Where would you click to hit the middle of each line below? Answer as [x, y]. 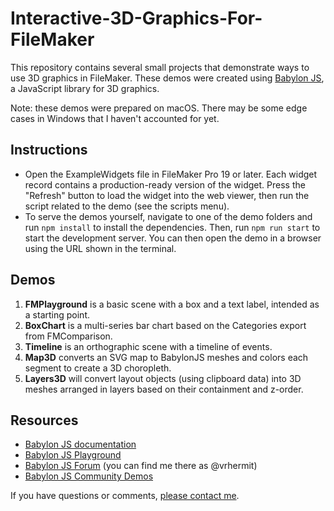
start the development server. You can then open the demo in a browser [173, 238]
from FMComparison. [68, 336]
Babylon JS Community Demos [89, 476]
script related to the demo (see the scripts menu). [127, 206]
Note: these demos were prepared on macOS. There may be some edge [159, 108]
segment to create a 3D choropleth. [98, 368]
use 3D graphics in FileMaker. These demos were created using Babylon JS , [167, 78]
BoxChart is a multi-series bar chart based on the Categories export [165, 325]
